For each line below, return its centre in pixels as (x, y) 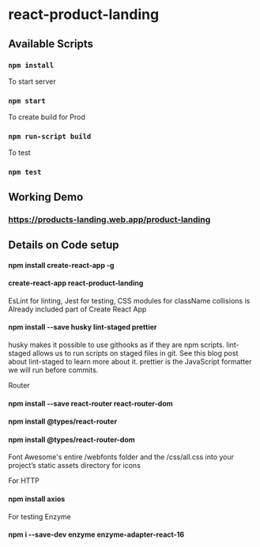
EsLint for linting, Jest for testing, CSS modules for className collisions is (129, 300)
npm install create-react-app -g (61, 265)
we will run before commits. (53, 370)
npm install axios (37, 499)
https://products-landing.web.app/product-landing (109, 219)
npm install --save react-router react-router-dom (91, 403)
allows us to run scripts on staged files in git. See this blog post (136, 353)
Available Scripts (51, 44)
